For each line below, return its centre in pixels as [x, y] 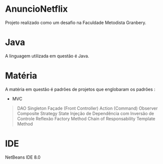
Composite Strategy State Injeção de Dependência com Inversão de [85, 113]
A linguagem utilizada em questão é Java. [47, 56]
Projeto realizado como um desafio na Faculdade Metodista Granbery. [76, 23]
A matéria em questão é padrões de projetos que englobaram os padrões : [80, 89]
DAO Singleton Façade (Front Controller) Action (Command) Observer [87, 108]
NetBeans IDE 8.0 [23, 157]
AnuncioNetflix [36, 9]
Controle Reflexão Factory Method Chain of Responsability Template [86, 118]
